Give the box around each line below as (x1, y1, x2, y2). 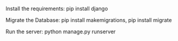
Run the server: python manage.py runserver (5, 28, 116, 35)
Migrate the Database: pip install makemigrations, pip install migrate (5, 17, 172, 23)
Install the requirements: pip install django (5, 5, 108, 12)
